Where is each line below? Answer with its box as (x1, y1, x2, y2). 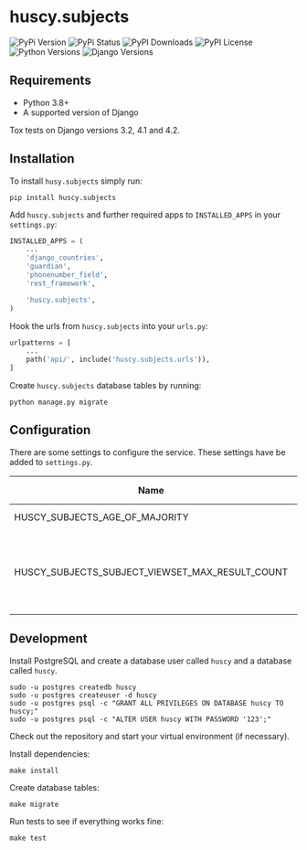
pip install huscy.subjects (9, 193, 117, 202)
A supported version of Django (22, 107, 139, 118)
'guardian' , (26, 262, 71, 271)
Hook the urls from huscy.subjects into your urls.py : (9, 320, 208, 331)
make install (9, 766, 59, 775)
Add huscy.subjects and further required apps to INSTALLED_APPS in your (9, 208, 281, 220)
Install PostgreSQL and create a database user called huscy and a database (9, 655, 292, 666)
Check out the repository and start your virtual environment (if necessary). (9, 730, 291, 741)
